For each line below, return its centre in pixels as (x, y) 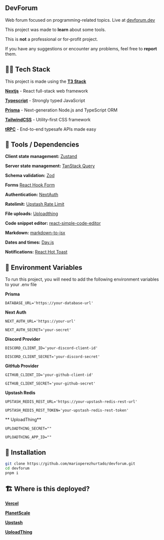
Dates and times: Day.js (30, 242)
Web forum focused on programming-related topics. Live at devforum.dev (80, 20)
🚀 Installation (26, 452)
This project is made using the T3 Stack (46, 81)
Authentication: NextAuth (32, 195)
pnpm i (12, 473)
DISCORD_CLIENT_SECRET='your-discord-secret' (52, 357)
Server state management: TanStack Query (50, 166)
